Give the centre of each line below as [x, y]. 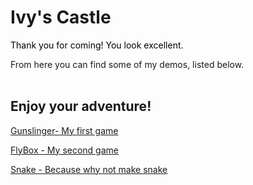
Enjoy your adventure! [81, 106]
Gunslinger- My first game [64, 130]
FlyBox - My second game [64, 150]
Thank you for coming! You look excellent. [97, 45]
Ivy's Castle [61, 17]
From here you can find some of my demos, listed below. [127, 64]
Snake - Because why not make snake [89, 169]
